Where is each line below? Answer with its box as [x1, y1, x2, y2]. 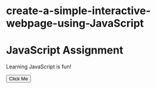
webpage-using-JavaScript [6, 17, 144, 30]
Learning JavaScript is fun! [6, 63, 72, 70]
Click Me [9, 75, 28, 82]
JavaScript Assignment [6, 44, 124, 57]
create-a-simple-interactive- [6, 4, 151, 18]
